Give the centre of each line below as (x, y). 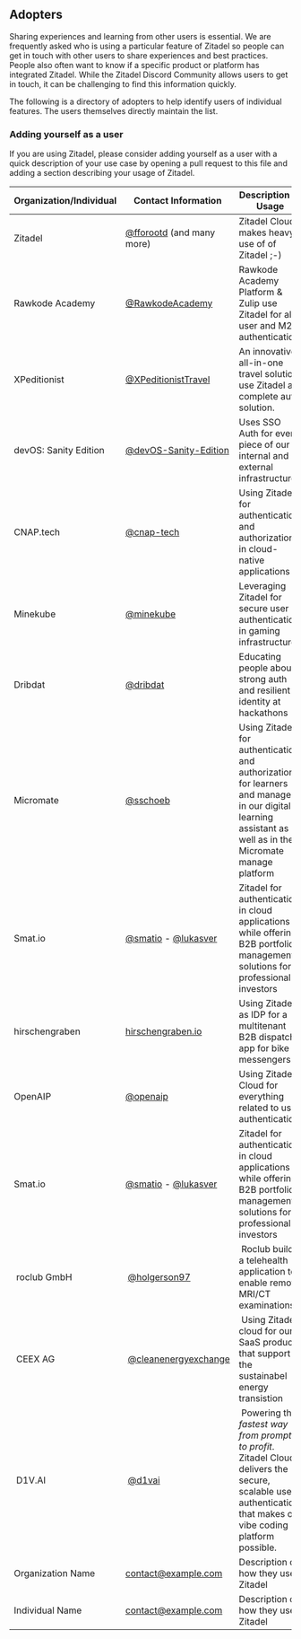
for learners (263, 784)
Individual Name (48, 1610)
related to (259, 1108)
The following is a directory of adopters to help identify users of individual (146, 101)
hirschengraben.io (163, 1031)
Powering (262, 1413)
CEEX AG (36, 1359)
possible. (258, 1547)
